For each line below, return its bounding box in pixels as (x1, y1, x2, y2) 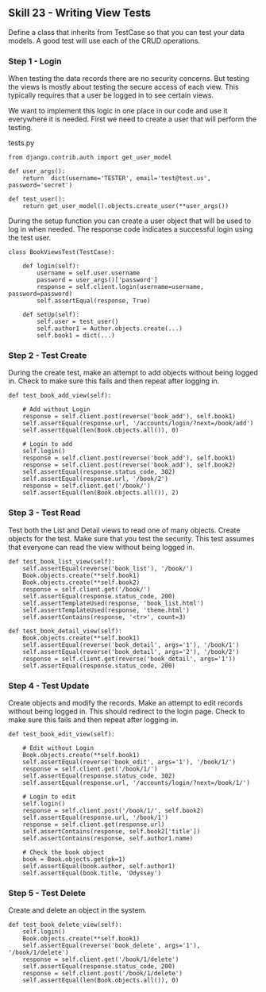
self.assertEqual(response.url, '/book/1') (22, 813, 169, 821)
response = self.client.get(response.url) (22, 821, 165, 829)
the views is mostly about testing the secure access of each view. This (8, 83, 240, 92)
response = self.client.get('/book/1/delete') (22, 955, 179, 963)
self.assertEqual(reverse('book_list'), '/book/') (22, 564, 194, 572)
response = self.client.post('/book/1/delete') (22, 970, 183, 978)
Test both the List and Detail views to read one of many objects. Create (8, 525, 241, 535)
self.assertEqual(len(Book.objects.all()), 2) (22, 489, 179, 497)
